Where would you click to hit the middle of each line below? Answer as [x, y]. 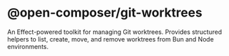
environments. [28, 46]
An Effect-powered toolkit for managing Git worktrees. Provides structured [114, 32]
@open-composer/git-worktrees [105, 13]
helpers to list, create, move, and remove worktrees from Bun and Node [111, 39]
